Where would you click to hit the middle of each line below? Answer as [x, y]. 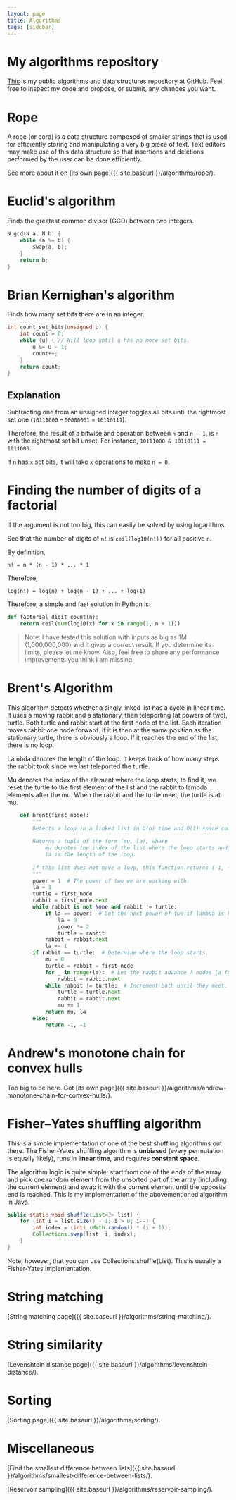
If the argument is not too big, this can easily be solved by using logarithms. [117, 525]
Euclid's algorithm [61, 201]
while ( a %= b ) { [45, 240]
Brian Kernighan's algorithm [91, 295]
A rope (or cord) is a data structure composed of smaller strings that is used [117, 137]
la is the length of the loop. [91, 855]
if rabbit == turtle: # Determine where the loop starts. [121, 953]
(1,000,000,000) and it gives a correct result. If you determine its [118, 644]
